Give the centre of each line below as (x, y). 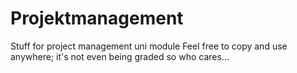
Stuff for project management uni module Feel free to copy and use (149, 46)
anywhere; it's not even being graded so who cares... (120, 56)
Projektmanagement (97, 18)
